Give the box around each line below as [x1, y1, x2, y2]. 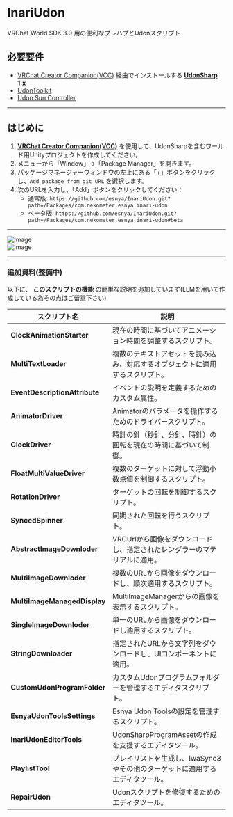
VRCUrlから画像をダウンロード [112, 534, 213, 544]
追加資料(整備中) [7, 268, 62, 278]
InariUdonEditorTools [10, 734, 82, 744]
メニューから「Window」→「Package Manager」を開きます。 [17, 159, 196, 168]
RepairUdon [10, 792, 51, 802]
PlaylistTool [10, 763, 50, 773]
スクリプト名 [37, 312, 80, 322]
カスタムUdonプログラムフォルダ [112, 672, 221, 682]
